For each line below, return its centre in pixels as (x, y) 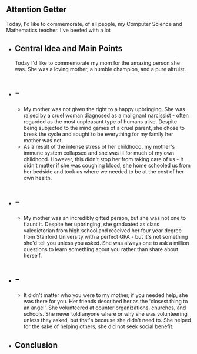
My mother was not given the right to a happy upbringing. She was (104, 109)
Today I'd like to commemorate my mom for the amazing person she (97, 63)
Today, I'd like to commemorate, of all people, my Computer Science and (94, 24)
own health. (38, 178)
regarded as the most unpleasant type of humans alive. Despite (100, 121)
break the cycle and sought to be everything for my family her (98, 134)
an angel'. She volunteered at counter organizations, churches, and (105, 308)
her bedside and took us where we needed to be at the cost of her (103, 171)
